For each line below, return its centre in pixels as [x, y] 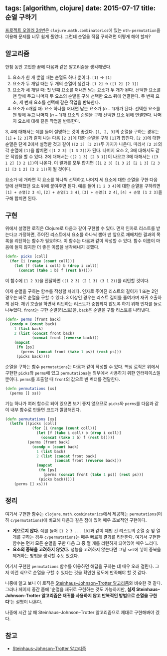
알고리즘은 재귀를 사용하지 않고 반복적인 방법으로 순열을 [95, 595]
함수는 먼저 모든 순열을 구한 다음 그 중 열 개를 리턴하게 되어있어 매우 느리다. [85, 543]
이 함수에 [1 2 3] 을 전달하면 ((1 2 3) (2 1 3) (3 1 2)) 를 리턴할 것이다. [77, 280]
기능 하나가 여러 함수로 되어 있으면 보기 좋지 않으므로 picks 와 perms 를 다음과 [79, 403]
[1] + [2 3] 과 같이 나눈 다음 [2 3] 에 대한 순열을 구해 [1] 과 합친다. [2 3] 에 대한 [83, 138]
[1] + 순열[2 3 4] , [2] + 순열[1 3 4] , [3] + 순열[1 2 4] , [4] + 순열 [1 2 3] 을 [84, 192]
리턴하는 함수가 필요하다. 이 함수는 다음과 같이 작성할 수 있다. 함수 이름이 [85, 241]
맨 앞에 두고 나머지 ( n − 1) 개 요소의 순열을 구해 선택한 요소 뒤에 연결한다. [83, 115]
